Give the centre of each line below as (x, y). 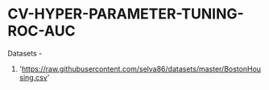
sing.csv (33, 77)
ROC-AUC (41, 31)
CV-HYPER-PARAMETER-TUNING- (126, 14)
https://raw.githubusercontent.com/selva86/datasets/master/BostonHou (142, 68)
